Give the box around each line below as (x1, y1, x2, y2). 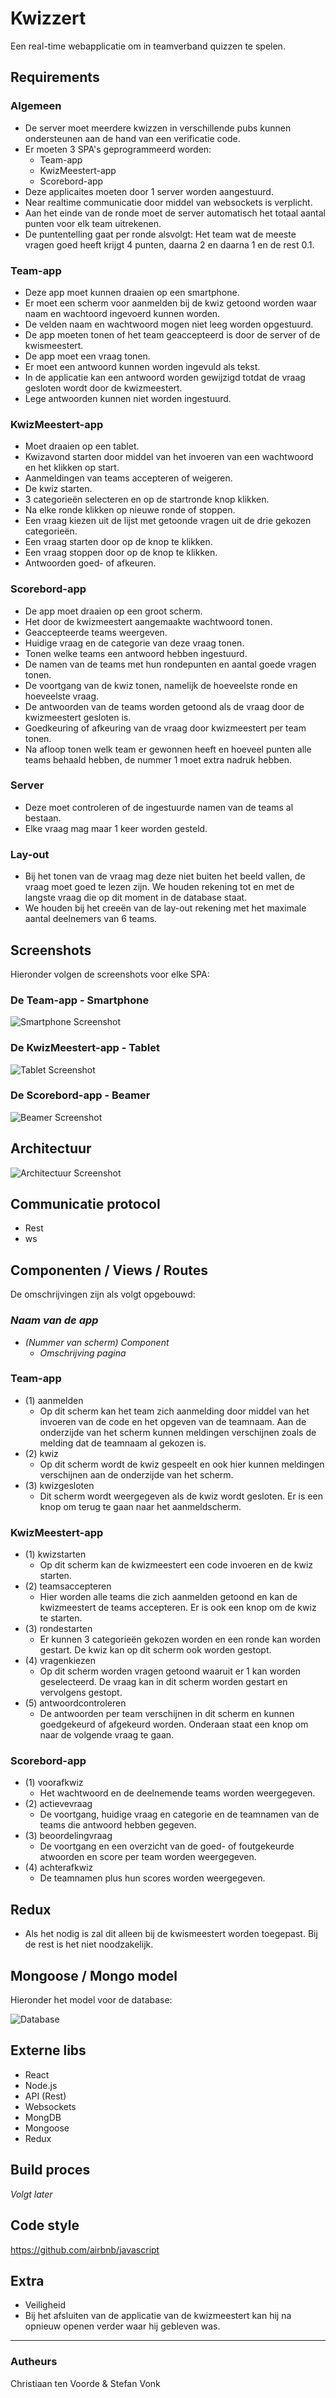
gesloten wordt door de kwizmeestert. (24, 382, 183, 394)
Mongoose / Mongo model (10, 1967, 178, 1984)
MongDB (24, 2111, 62, 2123)
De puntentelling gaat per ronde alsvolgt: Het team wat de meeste (24, 228, 297, 240)
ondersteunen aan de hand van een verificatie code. (24, 132, 241, 144)
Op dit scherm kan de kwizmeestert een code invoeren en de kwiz (39, 1559, 314, 1571)
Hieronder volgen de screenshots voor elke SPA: (10, 968, 210, 980)
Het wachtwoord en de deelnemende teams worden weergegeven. (39, 1787, 316, 1799)
